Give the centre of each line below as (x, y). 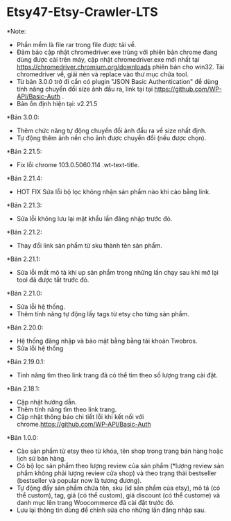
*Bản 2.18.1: (23, 388)
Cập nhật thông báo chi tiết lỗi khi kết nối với (80, 416)
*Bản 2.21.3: (24, 205)
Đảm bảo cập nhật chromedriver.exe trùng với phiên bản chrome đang (117, 52)
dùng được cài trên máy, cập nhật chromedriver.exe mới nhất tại (108, 59)
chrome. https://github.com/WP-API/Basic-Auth (84, 424)
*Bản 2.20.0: (25, 327)
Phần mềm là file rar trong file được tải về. (76, 44)
